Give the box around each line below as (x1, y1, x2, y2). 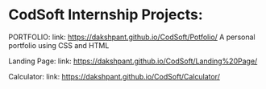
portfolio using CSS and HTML (8, 40, 110, 50)
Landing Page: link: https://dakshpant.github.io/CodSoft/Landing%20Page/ (8, 56, 258, 66)
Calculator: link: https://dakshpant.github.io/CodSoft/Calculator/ (8, 71, 220, 81)
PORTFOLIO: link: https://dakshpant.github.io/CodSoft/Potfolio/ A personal (8, 32, 256, 42)
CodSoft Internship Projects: (8, 6, 203, 24)
